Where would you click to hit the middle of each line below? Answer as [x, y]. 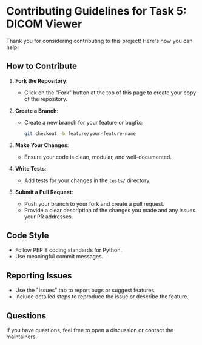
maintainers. [22, 337]
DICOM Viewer [44, 24]
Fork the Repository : [41, 80]
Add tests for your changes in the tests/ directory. [87, 180]
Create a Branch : [37, 111]
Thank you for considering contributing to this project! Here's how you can [99, 41]
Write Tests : [31, 168]
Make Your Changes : [42, 145]
